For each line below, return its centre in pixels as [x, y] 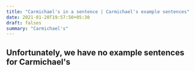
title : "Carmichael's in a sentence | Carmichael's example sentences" [98, 12]
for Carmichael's [39, 62]
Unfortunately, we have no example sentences [95, 52]
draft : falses [24, 23]
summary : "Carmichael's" [37, 28]
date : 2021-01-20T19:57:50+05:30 [48, 17]
